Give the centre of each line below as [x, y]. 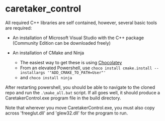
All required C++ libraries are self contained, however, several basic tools [81, 23]
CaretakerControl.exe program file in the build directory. [63, 98]
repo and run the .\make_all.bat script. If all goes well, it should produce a [82, 92]
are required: [19, 28]
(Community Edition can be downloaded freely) [61, 43]
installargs [32, 73]
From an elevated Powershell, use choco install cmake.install [86, 68]
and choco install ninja [46, 77]
